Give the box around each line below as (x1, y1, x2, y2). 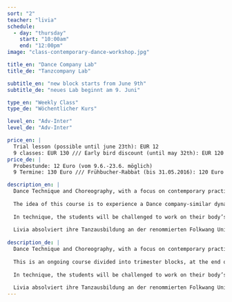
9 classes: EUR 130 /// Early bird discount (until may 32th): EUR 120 (13, 149, 224, 156)
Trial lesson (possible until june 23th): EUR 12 (13, 143, 159, 150)
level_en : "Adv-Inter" (7, 118, 72, 125)
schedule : (7, 23, 36, 30)
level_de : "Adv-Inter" (7, 124, 72, 131)
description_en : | (7, 181, 60, 189)
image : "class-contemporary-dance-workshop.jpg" (7, 49, 150, 56)
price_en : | (7, 137, 41, 144)
